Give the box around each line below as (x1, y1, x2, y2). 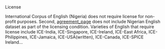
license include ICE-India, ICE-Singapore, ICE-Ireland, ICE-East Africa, (5, 29, 148, 34)
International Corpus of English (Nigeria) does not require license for (5, 14, 144, 19)
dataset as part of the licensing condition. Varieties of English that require (5, 24, 154, 30)
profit (5, 19, 16, 24)
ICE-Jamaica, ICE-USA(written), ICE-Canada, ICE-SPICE (29, 34, 144, 40)
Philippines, (5, 34, 29, 40)
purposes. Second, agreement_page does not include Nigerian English (17, 19, 161, 24)
